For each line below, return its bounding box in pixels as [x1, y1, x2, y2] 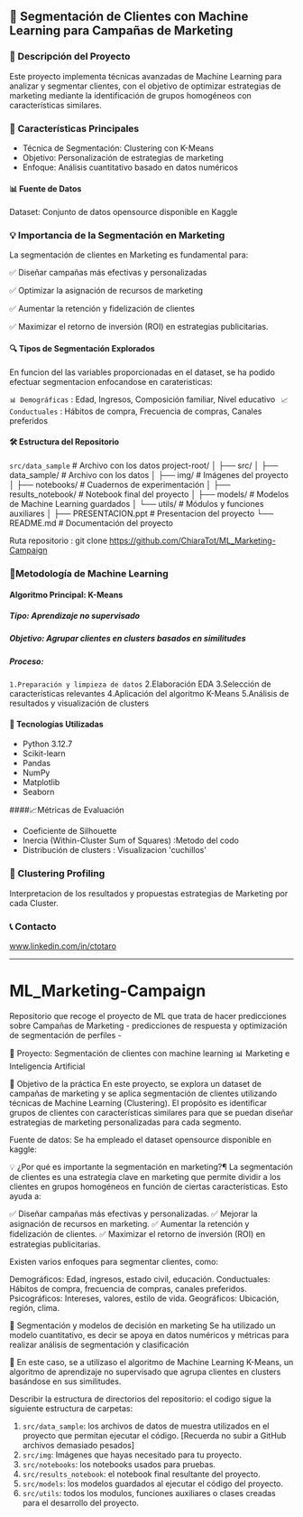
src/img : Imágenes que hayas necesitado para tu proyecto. [22, 1449, 242, 1460]
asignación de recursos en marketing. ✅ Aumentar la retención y [9, 1218, 250, 1229]
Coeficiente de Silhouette [22, 826, 117, 837]
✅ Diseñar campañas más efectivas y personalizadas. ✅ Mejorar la [9, 1208, 258, 1219]
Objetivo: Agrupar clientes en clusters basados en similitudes [9, 633, 246, 644]
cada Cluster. [9, 897, 59, 908]
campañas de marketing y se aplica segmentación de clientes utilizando [9, 1088, 278, 1099]
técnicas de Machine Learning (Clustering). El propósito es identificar [9, 1097, 268, 1108]
